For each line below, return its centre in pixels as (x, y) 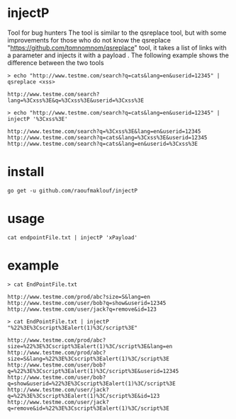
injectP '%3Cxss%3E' (38, 119)
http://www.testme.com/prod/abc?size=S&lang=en (79, 297)
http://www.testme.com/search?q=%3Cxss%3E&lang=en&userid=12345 (104, 131)
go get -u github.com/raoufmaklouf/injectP (73, 190)
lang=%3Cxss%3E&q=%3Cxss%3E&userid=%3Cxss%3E (75, 101)
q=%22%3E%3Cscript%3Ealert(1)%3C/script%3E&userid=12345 (93, 371)
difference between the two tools (56, 62)
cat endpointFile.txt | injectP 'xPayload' (73, 237)
